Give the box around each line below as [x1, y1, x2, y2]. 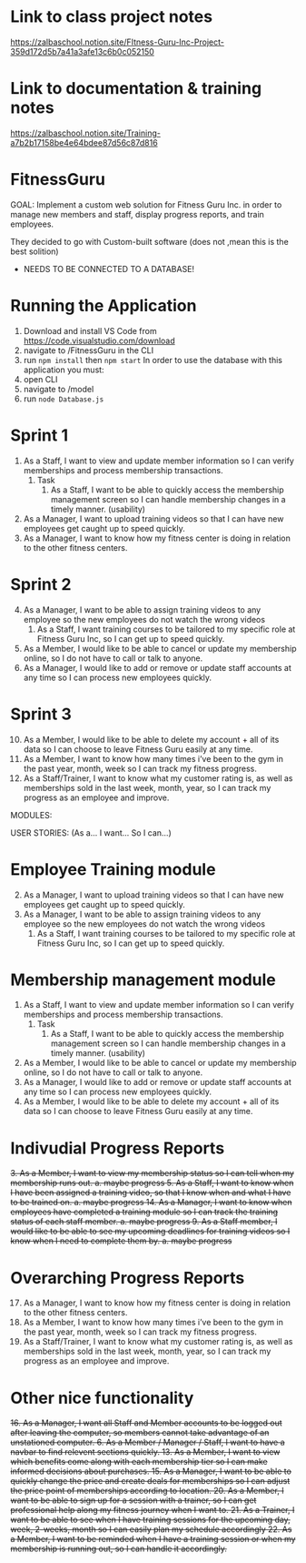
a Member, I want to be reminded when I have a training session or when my [10, 1534, 296, 1545]
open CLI [23, 373, 58, 384]
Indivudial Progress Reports [10, 1138, 225, 1158]
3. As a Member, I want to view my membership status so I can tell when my [10, 1168, 294, 1179]
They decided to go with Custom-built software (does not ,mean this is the [10, 236, 289, 247]
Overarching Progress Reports [10, 1267, 245, 1288]
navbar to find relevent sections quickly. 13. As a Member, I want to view [10, 1446, 281, 1457]
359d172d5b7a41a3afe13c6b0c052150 [10, 46, 155, 56]
